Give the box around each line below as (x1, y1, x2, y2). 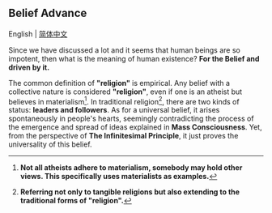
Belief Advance (8, 6, 87, 20)
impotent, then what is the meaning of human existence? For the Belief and (8, 53, 260, 63)
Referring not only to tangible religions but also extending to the (19, 187, 240, 197)
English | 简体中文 (8, 28, 68, 39)
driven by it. (8, 62, 50, 72)
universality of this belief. (8, 139, 92, 149)
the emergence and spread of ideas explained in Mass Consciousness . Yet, (8, 122, 262, 132)
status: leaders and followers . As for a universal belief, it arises (8, 105, 220, 115)
